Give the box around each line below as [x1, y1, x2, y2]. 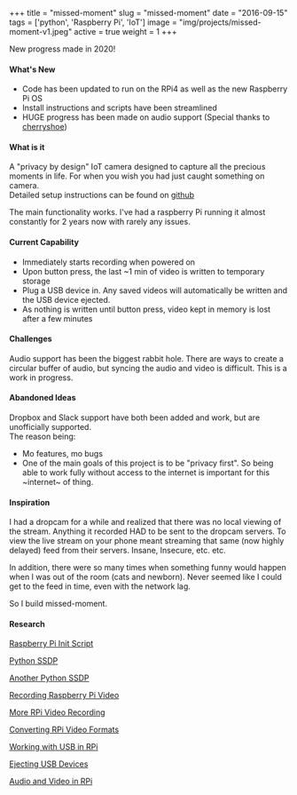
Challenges [9, 333, 52, 345]
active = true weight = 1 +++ [74, 27, 177, 36]
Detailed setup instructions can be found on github [9, 190, 195, 201]
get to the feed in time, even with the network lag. [9, 581, 191, 592]
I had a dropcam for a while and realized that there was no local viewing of [9, 517, 282, 528]
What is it [9, 141, 45, 152]
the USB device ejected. [21, 294, 111, 305]
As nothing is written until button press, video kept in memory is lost [21, 304, 271, 314]
